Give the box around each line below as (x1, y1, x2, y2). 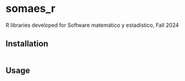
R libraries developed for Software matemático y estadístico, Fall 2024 (5, 21, 179, 29)
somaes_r (5, 2, 56, 15)
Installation (5, 39, 48, 49)
